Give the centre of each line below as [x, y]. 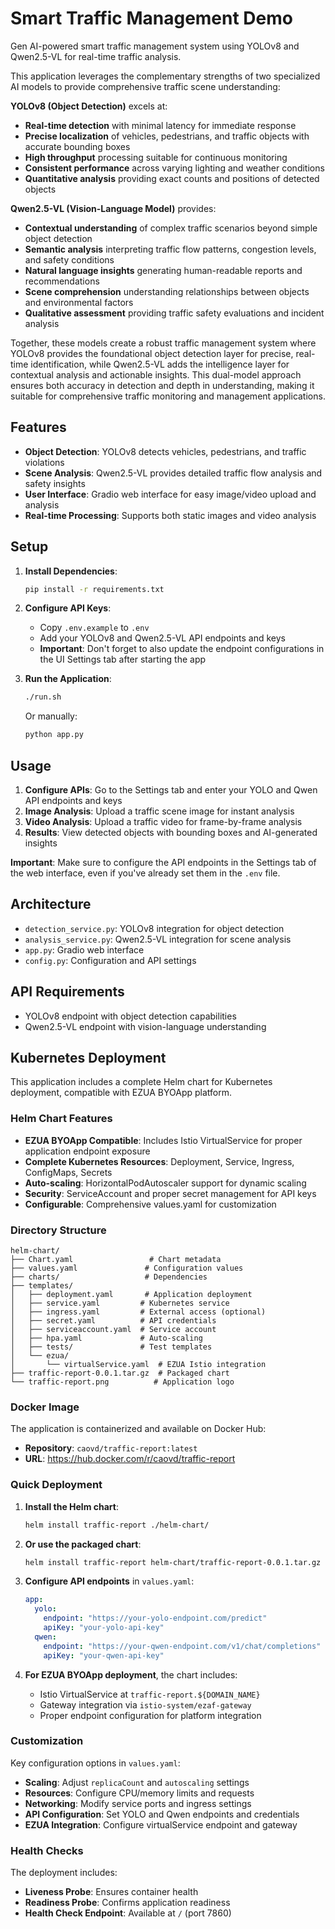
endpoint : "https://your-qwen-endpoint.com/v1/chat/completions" [182, 1646]
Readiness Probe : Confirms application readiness [127, 1903]
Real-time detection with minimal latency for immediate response [160, 125]
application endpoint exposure [87, 1151]
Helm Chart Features [61, 1119]
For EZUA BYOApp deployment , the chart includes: [131, 1674]
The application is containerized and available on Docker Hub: [138, 1429]
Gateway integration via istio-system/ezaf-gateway [145, 1704]
